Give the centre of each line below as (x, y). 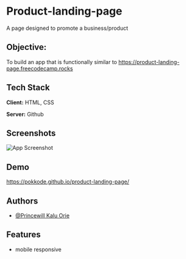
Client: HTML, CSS (30, 102)
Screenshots (31, 133)
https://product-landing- (149, 62)
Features (23, 235)
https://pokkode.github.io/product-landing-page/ (68, 182)
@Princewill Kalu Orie (42, 215)
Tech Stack (28, 87)
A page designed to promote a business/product (67, 28)
